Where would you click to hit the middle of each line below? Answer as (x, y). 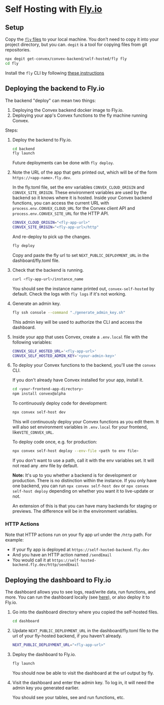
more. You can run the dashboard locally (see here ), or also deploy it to (78, 597)
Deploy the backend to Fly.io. (42, 140)
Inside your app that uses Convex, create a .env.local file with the (80, 337)
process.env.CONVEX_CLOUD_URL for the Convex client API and (73, 208)
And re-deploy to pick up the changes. (52, 237)
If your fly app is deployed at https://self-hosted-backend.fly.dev (81, 550)
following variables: (32, 342)
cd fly (12, 63)
